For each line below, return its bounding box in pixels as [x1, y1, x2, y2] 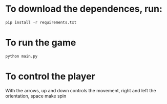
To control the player [5, 71, 96, 82]
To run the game [5, 37, 76, 48]
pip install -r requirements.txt [5, 20, 77, 25]
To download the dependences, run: [5, 3, 163, 15]
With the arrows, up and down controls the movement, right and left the [5, 87, 156, 93]
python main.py [5, 54, 38, 59]
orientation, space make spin [5, 93, 67, 99]
